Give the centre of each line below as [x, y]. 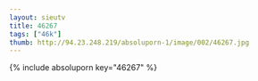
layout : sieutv [37, 17]
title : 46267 [33, 26]
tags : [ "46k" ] [36, 34]
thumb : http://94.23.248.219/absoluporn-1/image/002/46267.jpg [129, 42]
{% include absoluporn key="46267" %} [83, 68]
